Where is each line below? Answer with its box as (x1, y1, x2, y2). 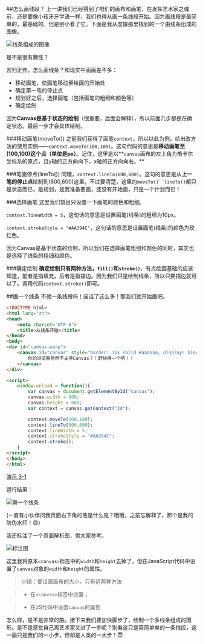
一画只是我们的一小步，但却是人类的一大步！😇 (6, 631, 123, 639)
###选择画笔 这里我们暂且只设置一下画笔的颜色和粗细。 (6, 199, 145, 205)
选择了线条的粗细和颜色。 (11, 252, 76, 259)
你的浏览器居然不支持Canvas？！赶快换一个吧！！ (28, 355, 135, 361)
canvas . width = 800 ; (28, 394, 80, 400)
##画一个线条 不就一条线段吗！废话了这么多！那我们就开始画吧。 (6, 293, 168, 300)
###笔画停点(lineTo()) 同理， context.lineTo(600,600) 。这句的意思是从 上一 (6, 171, 193, 177)
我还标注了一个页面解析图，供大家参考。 (6, 532, 107, 539)
